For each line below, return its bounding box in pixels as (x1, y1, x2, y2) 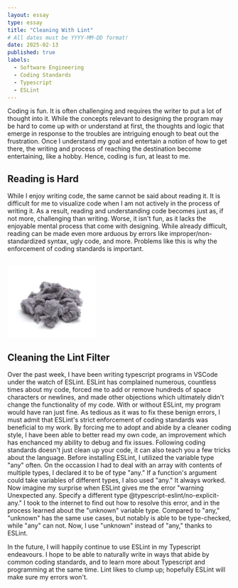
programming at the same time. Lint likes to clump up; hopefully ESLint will (7, 565, 226, 574)
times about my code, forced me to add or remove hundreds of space (7, 385, 212, 394)
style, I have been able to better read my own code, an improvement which (7, 431, 227, 439)
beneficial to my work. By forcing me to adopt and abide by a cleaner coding (7, 423, 232, 432)
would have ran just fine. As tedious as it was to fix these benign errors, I (7, 408, 220, 416)
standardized (7, 237, 46, 245)
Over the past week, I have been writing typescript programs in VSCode (7, 370, 218, 378)
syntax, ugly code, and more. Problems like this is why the (47, 237, 218, 245)
